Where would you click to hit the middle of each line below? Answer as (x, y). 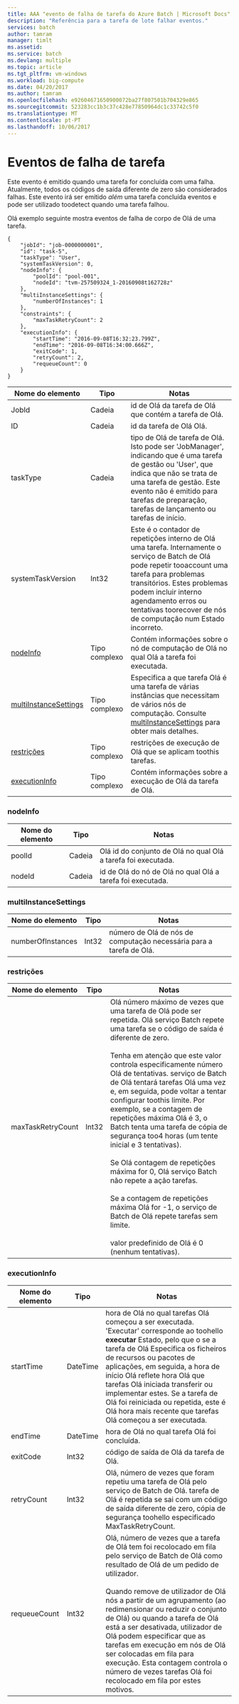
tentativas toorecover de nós (179, 610)
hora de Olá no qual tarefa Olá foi (161, 1431)
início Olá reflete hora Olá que (155, 1375)
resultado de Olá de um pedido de (162, 1564)
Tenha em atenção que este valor (166, 1056)
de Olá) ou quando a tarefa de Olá (162, 1618)
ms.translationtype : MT (43, 114)
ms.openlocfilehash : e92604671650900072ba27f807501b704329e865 (103, 101)
